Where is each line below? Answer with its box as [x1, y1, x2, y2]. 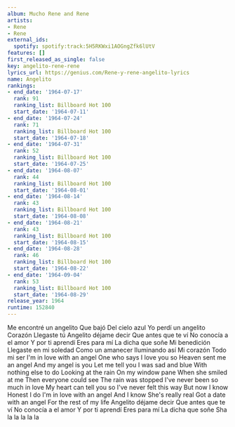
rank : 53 [13, 278, 39, 285]
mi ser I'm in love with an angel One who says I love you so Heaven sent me [7, 353, 227, 362]
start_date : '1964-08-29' [13, 291, 90, 298]
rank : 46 [13, 252, 39, 259]
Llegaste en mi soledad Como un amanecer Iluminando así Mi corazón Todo [7, 346, 227, 354]
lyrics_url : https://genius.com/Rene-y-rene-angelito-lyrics [7, 69, 190, 76]
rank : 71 [13, 121, 39, 129]
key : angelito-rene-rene [7, 63, 80, 70]
